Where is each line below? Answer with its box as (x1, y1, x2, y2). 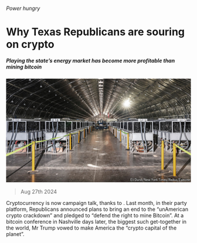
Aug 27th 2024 (20, 188, 57, 196)
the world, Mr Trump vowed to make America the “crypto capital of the (6, 224, 177, 231)
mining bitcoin (6, 63, 42, 70)
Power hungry (6, 5, 40, 12)
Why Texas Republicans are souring (6, 25, 185, 38)
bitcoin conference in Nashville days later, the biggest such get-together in (6, 218, 186, 225)
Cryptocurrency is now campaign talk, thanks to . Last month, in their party (6, 200, 188, 207)
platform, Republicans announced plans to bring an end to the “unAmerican (6, 206, 189, 213)
